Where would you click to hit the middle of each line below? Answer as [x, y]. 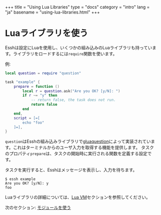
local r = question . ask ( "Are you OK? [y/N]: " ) [71, 91]
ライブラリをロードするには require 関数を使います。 [65, 53]
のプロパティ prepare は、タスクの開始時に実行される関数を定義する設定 [76, 154]
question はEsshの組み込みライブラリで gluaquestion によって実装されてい [78, 141]
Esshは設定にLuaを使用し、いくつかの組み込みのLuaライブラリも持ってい [79, 48]
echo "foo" [33, 123]
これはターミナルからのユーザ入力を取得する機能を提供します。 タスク [83, 148]
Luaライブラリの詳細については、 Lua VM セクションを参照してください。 [78, 197]
